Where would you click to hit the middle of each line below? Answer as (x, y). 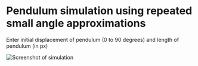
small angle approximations (76, 23)
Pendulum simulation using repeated (99, 11)
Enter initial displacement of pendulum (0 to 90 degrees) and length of (93, 39)
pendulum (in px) (27, 46)
